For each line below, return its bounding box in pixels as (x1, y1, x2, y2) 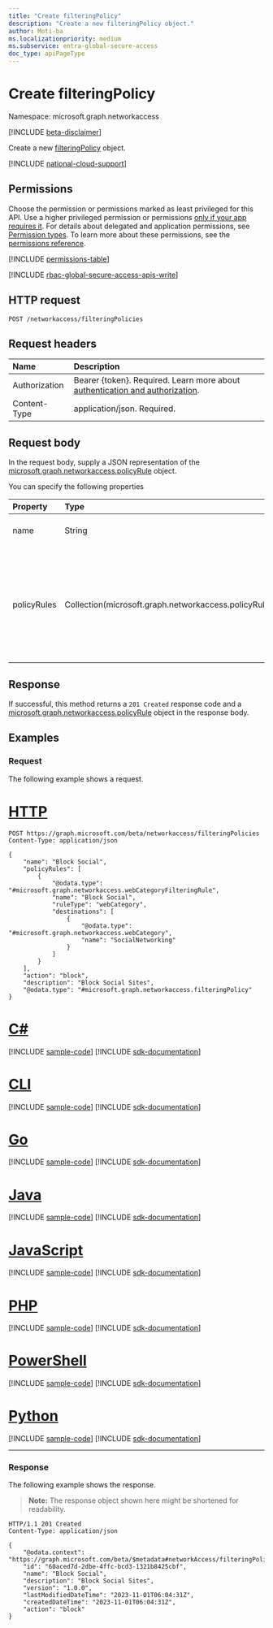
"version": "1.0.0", (23, 1584, 93, 1592)
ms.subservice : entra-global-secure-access (8, 42, 158, 50)
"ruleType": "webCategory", (51, 900, 148, 908)
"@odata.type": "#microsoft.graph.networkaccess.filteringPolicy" (23, 985, 253, 994)
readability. (28, 1505, 67, 1514)
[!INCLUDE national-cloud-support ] (8, 158, 128, 168)
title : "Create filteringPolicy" (8, 11, 122, 20)
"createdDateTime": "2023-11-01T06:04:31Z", (23, 1598, 176, 1607)
